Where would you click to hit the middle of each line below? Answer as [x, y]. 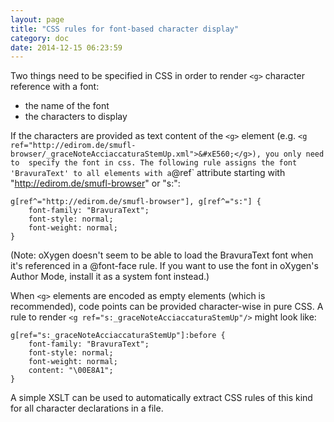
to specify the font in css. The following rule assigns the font [154, 163]
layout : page [37, 19]
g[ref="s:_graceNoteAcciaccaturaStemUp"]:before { [118, 336]
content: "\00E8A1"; [71, 371]
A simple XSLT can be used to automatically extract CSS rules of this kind [161, 398]
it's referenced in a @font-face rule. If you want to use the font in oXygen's [164, 266]
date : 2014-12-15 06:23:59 [66, 47]
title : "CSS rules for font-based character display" [125, 29]
